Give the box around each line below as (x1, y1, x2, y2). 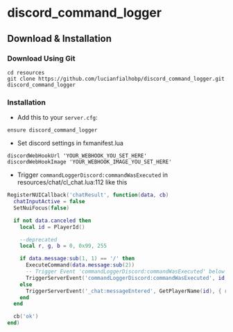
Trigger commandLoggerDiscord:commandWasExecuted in (17, 171, 169, 179)
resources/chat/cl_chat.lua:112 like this (17, 178, 128, 187)
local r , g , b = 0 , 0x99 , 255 (19, 242, 107, 250)
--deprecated (19, 236, 58, 243)
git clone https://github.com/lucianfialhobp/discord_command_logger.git (7, 75, 225, 82)
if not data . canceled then (13, 217, 92, 224)
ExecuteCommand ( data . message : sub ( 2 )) (25, 262, 135, 269)
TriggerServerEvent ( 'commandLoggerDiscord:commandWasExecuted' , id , (25, 274, 228, 281)
